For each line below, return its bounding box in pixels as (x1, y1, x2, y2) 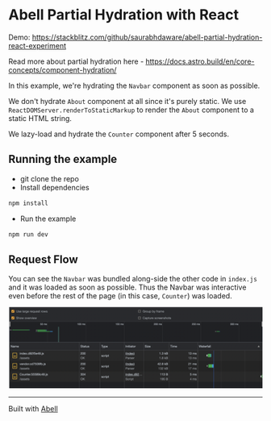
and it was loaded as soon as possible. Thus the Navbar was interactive (8, 282, 247, 292)
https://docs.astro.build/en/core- (145, 56, 255, 66)
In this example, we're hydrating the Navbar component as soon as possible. (8, 81, 261, 90)
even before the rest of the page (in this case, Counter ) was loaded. (8, 291, 232, 301)
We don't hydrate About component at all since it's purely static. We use (8, 96, 247, 106)
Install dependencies (19, 182, 90, 192)
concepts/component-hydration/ (8, 65, 117, 74)
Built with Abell (8, 403, 58, 413)
